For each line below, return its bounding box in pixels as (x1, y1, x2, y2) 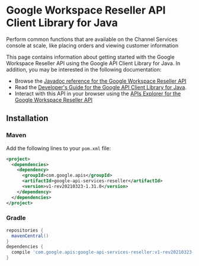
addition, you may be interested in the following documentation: (6, 66, 162, 73)
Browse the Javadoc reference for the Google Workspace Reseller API (14, 77, 187, 85)
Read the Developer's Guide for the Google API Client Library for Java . (14, 83, 187, 90)
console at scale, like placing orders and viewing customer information (6, 42, 179, 49)
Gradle (6, 214, 26, 222)
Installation (6, 113, 49, 124)
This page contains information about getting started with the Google (6, 53, 175, 60)
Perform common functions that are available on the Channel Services (6, 35, 178, 43)
